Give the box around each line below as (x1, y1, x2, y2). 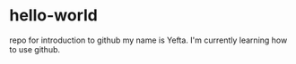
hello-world (9, 5, 99, 26)
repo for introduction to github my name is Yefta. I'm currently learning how (9, 35, 288, 45)
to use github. (9, 44, 61, 54)
